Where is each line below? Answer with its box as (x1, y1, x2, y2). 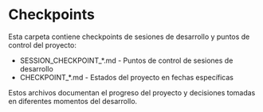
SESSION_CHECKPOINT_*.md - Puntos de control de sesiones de (19, 56, 234, 65)
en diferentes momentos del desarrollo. (8, 96, 138, 106)
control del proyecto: (8, 40, 77, 49)
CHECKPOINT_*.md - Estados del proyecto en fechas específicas (19, 72, 234, 82)
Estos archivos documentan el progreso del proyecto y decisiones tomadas (8, 87, 256, 97)
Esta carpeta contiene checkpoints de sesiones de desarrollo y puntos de (8, 32, 250, 41)
